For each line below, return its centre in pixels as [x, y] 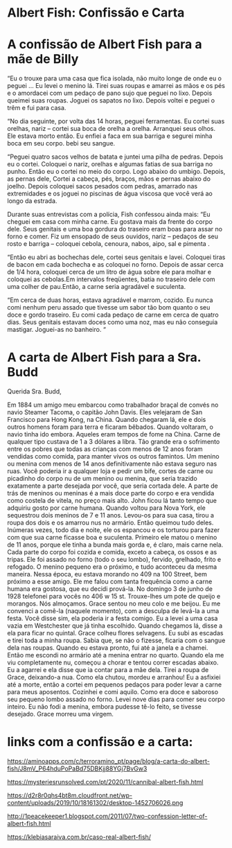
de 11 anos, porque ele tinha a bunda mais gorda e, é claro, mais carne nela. [115, 545]
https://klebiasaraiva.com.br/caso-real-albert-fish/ [79, 837]
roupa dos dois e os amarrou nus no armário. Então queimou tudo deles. [110, 523]
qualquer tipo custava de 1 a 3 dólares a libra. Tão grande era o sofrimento [114, 442]
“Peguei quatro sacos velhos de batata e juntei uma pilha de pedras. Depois [115, 157]
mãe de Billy [43, 59]
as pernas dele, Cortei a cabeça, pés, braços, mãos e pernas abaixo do [109, 179]
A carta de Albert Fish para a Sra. [104, 357]
